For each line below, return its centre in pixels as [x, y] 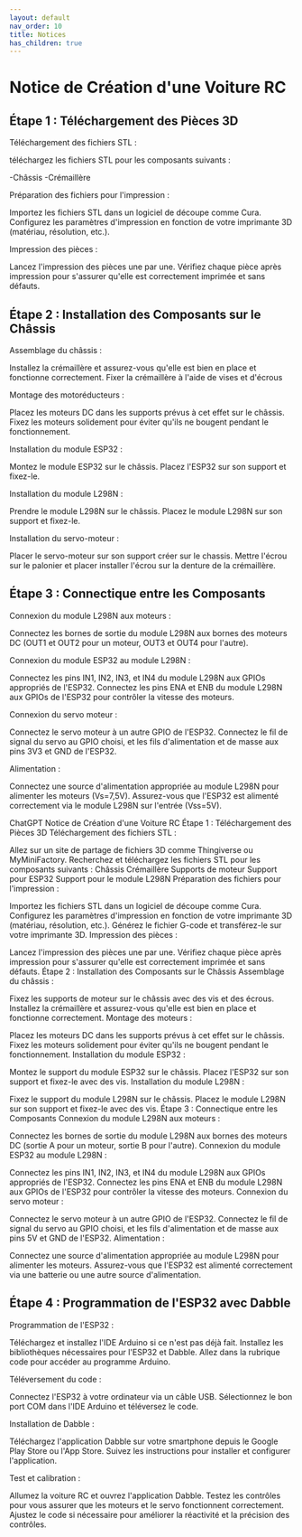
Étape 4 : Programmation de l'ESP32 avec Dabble [150, 1303]
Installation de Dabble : [52, 1423]
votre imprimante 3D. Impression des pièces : [94, 934]
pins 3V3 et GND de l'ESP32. [63, 751]
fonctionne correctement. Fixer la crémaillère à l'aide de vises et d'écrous [146, 378]
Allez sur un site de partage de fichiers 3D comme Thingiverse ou [132, 849]
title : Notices [38, 34]
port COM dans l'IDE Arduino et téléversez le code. [104, 1406]
